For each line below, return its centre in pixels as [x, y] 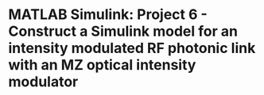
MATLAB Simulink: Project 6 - [108, 15]
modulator [43, 82]
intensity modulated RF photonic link [132, 48]
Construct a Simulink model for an [123, 31]
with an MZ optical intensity [102, 65]
